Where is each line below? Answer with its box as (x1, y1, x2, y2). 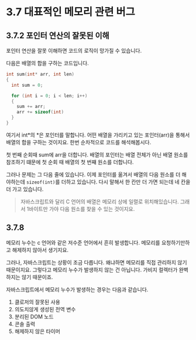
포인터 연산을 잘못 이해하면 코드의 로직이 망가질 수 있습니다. (6, 47, 142, 54)
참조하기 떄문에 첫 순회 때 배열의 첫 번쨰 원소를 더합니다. (6, 158, 134, 165)
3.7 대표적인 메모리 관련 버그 (6, 5, 136, 19)
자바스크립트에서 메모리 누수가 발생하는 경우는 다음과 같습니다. (6, 285, 149, 293)
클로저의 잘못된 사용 (14, 298, 60, 305)
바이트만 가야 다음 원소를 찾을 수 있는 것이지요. (29, 205, 135, 212)
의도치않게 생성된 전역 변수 (14, 305, 76, 312)
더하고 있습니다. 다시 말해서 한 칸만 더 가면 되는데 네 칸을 (61, 178, 191, 185)
